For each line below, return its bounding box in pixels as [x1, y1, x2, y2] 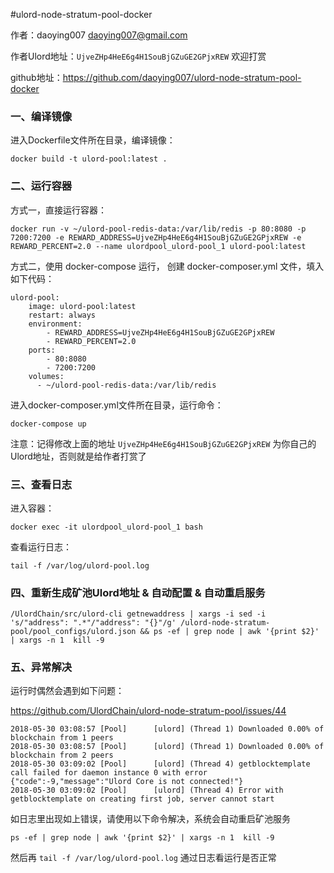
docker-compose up [10, 419, 87, 429]
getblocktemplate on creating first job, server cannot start [10, 794, 275, 804]
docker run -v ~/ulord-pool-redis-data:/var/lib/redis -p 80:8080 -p [10, 224, 307, 234]
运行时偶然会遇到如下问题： [10, 685, 125, 697]
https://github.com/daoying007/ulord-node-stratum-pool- [62, 72, 302, 83]
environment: [28, 319, 83, 329]
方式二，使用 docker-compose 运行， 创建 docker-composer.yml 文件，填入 [10, 260, 325, 272]
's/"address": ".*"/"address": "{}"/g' [10, 618, 177, 628]
